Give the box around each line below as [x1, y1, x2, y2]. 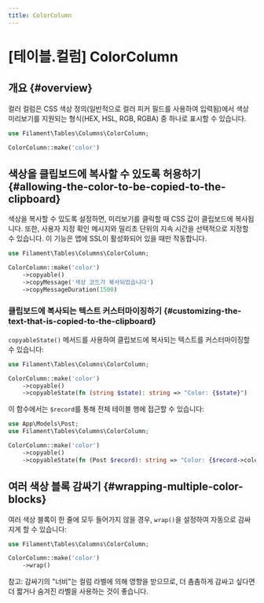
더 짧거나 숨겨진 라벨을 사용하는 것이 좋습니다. [8, 586, 149, 596]
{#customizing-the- [163, 306, 242, 317]
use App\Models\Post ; [8, 420, 79, 428]
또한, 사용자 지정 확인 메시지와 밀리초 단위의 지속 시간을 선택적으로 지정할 [24, 224, 249, 233]
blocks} [8, 493, 47, 506]
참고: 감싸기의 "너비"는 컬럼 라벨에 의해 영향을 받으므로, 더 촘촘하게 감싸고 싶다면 [8, 577, 255, 586]
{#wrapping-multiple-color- [103, 480, 244, 494]
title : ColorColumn [8, 11, 72, 20]
